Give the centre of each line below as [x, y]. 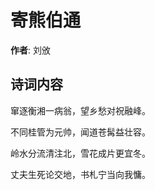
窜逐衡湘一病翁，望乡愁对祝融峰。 [80, 110]
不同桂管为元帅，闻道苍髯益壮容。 [80, 132]
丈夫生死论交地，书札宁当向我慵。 [80, 174]
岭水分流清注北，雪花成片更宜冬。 [80, 153]
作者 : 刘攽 [30, 50]
